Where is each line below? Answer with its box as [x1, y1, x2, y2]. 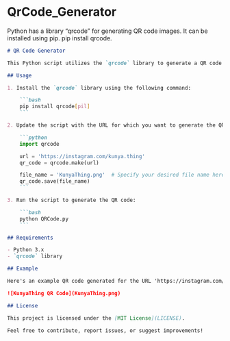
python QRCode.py [19, 215, 69, 223]
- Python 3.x [7, 247, 44, 253]
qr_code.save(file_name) [19, 178, 90, 185]
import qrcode [19, 140, 60, 147]
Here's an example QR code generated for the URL [7, 278, 152, 285]
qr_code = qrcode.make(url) [19, 159, 99, 166]
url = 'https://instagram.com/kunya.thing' [19, 153, 146, 160]
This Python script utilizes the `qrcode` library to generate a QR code [7, 60, 222, 66]
